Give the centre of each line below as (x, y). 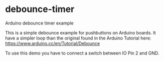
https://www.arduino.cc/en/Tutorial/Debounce (53, 43)
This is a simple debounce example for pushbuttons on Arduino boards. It (81, 32)
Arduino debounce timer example (39, 23)
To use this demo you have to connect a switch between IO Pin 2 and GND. (82, 53)
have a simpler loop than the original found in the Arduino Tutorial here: (78, 38)
